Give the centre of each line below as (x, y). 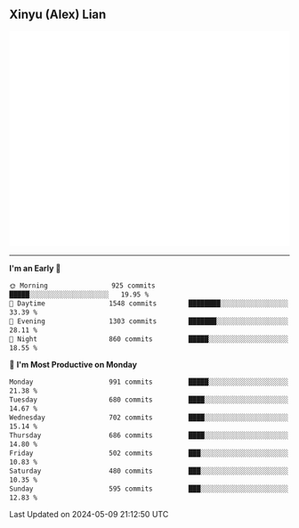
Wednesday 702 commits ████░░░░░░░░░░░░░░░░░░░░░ (149, 418)
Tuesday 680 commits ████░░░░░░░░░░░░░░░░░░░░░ (149, 400)
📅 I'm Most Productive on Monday (73, 365)
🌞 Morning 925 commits (82, 286)
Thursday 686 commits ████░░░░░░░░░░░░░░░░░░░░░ (149, 435)
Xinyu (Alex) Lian (58, 15)
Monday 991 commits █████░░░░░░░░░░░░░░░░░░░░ (149, 382)
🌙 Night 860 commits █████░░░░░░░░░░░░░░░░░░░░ (149, 339)
